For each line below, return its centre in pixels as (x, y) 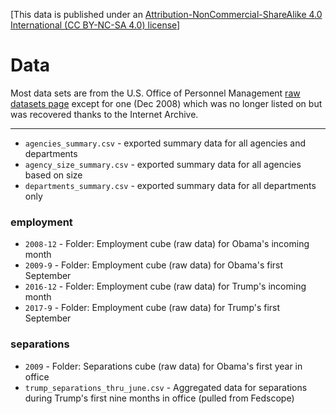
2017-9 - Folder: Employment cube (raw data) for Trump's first (152, 308)
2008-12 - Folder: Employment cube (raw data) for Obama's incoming (167, 244)
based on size (53, 175)
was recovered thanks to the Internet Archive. (104, 114)
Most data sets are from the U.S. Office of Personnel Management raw (155, 93)
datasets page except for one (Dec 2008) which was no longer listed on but (166, 103)
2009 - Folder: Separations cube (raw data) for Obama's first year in (163, 366)
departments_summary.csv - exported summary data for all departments (170, 185)
